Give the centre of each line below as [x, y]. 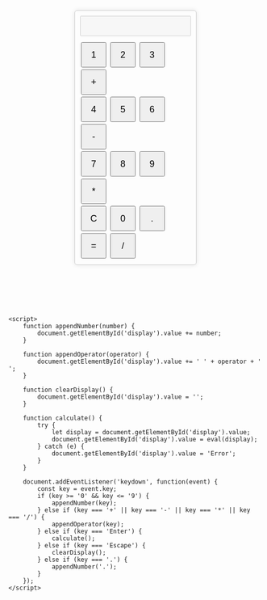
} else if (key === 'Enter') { [90, 531]
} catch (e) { [61, 446]
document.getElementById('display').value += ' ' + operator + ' [150, 361]
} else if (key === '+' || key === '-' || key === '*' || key [144, 510]
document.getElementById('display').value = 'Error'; [144, 454]
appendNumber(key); [84, 503]
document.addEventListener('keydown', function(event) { [121, 482]
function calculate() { [63, 418]
